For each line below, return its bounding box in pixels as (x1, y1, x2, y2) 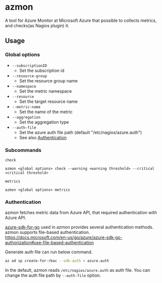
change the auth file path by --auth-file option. (5, 272, 101, 278)
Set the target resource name (19, 99, 78, 104)
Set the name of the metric (19, 109, 73, 115)
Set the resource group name (19, 78, 78, 83)
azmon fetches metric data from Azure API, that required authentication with (5, 210, 157, 216)
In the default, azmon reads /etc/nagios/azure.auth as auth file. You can (5, 267, 150, 273)
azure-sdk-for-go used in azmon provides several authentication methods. (5, 224, 154, 230)
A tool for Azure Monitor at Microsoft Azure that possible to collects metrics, (5, 17, 157, 23)
